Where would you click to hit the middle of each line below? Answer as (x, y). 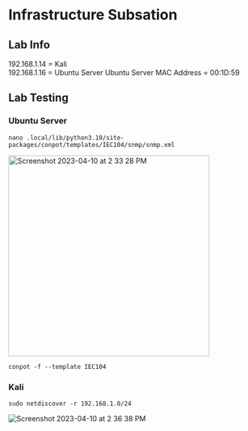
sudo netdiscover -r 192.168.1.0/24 (70, 404)
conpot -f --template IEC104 (57, 366)
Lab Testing (38, 98)
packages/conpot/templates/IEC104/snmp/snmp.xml (92, 144)
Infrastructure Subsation (93, 15)
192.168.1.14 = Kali (38, 64)
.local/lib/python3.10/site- (76, 138)
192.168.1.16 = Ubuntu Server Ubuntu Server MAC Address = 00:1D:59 (124, 73)
